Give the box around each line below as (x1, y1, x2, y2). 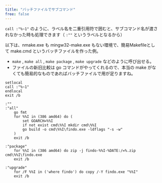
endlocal (5, 88, 23, 94)
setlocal (5, 80, 23, 85)
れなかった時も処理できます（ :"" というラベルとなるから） (5, 32, 125, 37)
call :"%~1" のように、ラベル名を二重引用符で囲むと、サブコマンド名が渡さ (5, 25, 158, 32)
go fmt (14, 110, 27, 115)
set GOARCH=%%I (22, 118, 54, 123)
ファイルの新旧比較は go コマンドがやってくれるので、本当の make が (12, 64, 152, 70)
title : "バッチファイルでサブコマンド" (5, 7, 75, 12)
